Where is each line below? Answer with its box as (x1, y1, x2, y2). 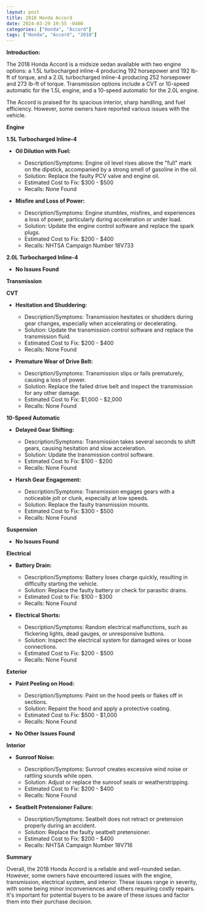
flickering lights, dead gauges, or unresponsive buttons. (24, 630, 165, 638)
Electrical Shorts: (15, 612, 61, 619)
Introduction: (6, 49, 41, 56)
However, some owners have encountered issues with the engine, (6, 872, 173, 879)
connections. (24, 643, 58, 651)
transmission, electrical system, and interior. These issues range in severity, (6, 878, 198, 886)
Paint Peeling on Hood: (15, 680, 75, 687)
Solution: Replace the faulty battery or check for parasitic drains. (24, 587, 188, 594)
